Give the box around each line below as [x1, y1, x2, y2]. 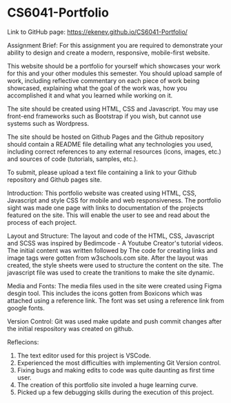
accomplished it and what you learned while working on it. [7, 91, 173, 100]
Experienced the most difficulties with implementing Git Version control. [17, 358, 221, 367]
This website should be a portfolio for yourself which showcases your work [7, 62, 221, 70]
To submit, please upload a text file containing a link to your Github [7, 168, 197, 176]
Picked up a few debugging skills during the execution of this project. [17, 388, 214, 396]
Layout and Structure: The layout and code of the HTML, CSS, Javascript [7, 232, 215, 240]
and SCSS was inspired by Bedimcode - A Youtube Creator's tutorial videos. [7, 238, 223, 247]
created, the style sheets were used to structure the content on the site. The [7, 261, 224, 269]
